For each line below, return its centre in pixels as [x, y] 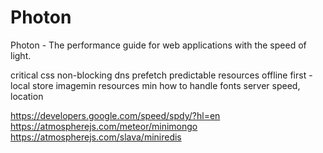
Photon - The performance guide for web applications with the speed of [158, 45]
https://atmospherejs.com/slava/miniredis [96, 137]
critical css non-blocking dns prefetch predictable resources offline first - [161, 75]
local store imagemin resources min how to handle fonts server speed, [155, 85]
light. [21, 55]
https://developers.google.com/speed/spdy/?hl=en [115, 115]
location [27, 96]
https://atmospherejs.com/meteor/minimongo [104, 126]
